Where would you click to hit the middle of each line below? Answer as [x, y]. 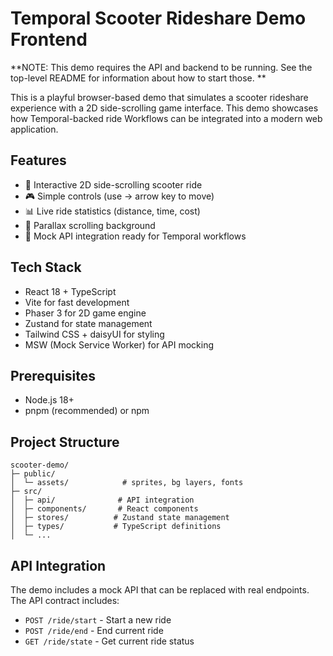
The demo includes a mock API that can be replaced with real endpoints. [160, 590]
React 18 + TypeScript [70, 291]
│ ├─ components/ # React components [104, 509]
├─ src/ [26, 492]
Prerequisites [53, 375]
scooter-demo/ [40, 465]
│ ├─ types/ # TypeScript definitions [116, 527]
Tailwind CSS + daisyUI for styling [94, 334]
